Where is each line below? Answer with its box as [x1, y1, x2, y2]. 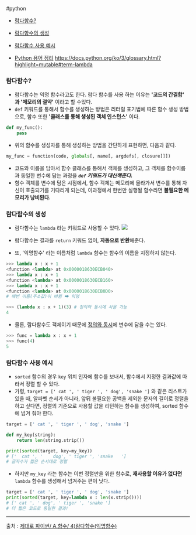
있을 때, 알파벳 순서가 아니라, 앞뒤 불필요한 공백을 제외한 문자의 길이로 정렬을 [14, 395, 189, 402]
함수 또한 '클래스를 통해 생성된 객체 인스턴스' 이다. [27, 113, 140, 120]
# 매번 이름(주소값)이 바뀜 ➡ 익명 [6, 294, 80, 299]
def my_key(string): [6, 432, 57, 438]
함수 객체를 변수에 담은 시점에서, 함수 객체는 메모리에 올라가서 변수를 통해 [14, 179, 181, 186]
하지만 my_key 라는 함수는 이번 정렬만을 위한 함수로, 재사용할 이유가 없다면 [14, 470, 183, 477]
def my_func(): [6, 125, 43, 131]
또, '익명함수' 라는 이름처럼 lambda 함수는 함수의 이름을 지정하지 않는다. [14, 249, 177, 257]
